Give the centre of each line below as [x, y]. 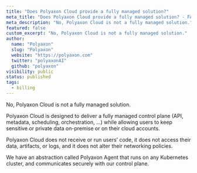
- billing [23, 88]
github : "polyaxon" [35, 66]
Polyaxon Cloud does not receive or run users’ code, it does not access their [98, 140]
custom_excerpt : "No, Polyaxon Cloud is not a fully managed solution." [97, 33]
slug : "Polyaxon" [33, 50]
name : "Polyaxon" [33, 45]
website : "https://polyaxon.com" [52, 55]
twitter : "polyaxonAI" [39, 60]
